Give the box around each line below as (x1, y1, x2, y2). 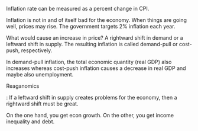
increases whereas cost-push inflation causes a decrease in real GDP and (6, 65, 186, 72)
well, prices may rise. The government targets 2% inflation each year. (6, 23, 176, 30)
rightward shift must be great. (6, 100, 79, 107)
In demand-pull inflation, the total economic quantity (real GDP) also (6, 59, 172, 65)
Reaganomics (6, 82, 40, 90)
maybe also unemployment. (6, 71, 74, 78)
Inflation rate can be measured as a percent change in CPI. (6, 5, 150, 12)
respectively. (21, 47, 53, 54)
